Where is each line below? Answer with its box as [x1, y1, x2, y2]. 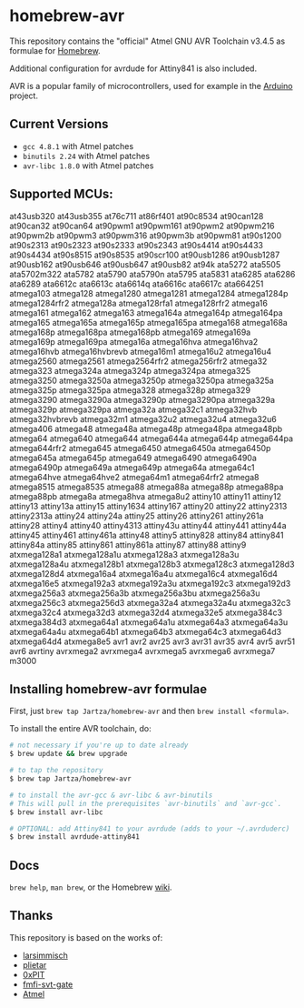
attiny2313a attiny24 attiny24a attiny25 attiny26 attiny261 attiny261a [9, 510, 264, 521]
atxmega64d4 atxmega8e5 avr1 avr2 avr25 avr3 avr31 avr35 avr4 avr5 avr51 [9, 636, 296, 647]
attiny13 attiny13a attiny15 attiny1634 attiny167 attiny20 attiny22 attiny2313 [9, 500, 288, 511]
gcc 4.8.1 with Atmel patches [22, 140, 134, 151]
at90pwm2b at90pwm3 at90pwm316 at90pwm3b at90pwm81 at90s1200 [9, 229, 282, 241]
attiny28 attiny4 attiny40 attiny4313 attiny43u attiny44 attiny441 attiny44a [9, 519, 288, 530]
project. [9, 90, 39, 101]
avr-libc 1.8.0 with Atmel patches [22, 160, 154, 171]
